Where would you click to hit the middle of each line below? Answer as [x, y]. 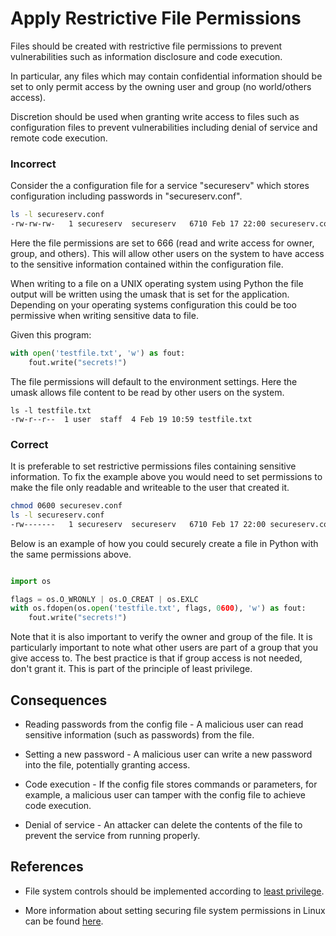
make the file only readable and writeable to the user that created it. [150, 488]
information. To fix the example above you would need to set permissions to [166, 477]
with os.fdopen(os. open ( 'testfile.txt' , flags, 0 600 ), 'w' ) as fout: [158, 608]
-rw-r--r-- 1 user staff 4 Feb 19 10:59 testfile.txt [131, 419]
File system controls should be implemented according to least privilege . [174, 891]
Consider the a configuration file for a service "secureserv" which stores [160, 186]
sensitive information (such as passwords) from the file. [139, 734]
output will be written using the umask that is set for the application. [150, 294]
